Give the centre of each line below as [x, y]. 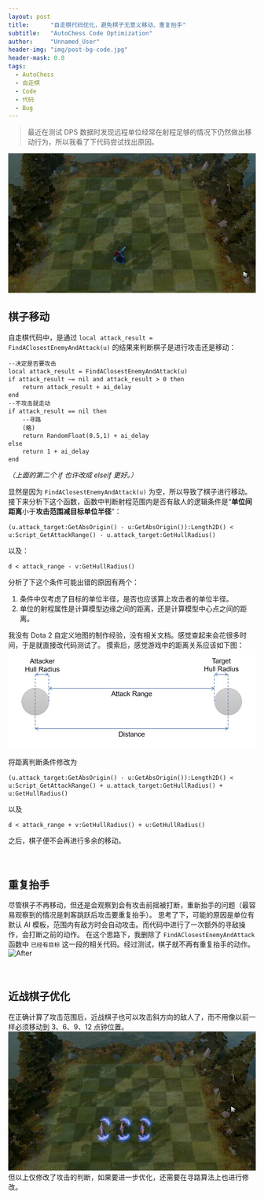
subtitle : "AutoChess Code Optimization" [81, 33]
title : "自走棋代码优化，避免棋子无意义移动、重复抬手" [97, 25]
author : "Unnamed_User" [54, 42]
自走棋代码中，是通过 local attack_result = [81, 337]
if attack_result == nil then [58, 411]
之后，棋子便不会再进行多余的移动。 [67, 840]
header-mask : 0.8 [37, 58]
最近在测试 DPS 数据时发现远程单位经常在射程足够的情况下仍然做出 [136, 132]
